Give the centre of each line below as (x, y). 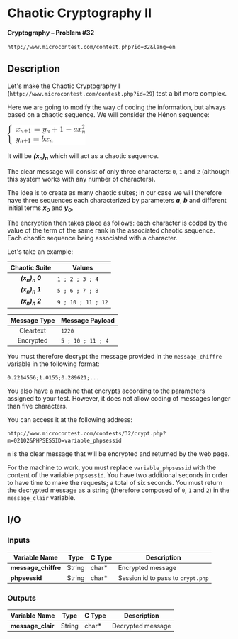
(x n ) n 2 (31, 301)
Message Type (33, 320)
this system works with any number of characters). (81, 179)
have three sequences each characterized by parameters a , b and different (117, 200)
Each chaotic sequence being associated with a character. (92, 238)
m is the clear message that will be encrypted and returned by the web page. (119, 454)
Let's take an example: (40, 252)
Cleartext (33, 330)
